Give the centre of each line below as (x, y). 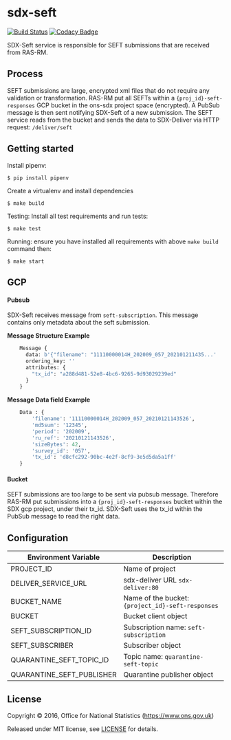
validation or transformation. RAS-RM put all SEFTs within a (91, 98)
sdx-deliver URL (150, 580)
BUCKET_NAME (36, 602)
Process (25, 74)
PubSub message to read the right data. (64, 516)
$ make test (24, 228)
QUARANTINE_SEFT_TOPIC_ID (60, 660)
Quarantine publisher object (168, 675)
